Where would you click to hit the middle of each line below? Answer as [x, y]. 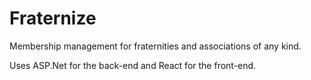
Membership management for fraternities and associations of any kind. [155, 46]
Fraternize [53, 18]
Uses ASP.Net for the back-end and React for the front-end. [133, 65]
